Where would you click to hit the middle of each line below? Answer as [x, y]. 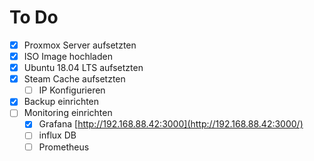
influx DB [57, 135]
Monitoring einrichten [68, 113]
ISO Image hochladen [68, 56]
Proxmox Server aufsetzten [80, 45]
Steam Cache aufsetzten [74, 79]
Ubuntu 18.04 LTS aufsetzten [83, 68]
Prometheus [64, 147]
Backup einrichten [61, 102]
